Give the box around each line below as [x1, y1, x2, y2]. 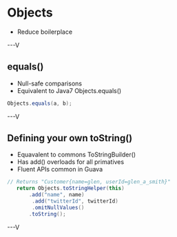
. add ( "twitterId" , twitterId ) [32, 198, 118, 205]
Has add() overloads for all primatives [17, 158, 125, 166]
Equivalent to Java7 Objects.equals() [17, 86, 122, 94]
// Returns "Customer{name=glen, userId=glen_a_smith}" [7, 178, 171, 185]
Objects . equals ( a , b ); [7, 100, 72, 107]
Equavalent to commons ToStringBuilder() [17, 150, 136, 159]
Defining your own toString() [7, 132, 133, 144]
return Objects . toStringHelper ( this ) [16, 185, 125, 192]
